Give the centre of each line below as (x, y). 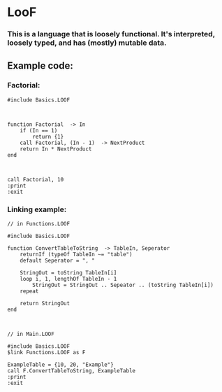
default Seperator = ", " (58, 261)
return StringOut (45, 304)
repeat (29, 291)
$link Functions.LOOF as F (46, 353)
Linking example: (37, 209)
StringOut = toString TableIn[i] (68, 273)
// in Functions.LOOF (39, 224)
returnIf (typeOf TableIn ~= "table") (76, 255)
